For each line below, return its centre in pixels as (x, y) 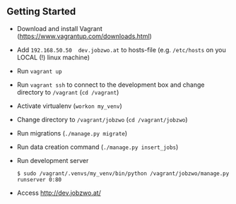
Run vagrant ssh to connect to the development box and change (111, 85)
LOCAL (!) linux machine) (53, 57)
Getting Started (41, 12)
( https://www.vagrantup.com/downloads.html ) (84, 36)
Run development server (53, 160)
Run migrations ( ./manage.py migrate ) (72, 133)
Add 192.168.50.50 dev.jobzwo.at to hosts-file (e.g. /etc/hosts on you (122, 49)
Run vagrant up (39, 71)
